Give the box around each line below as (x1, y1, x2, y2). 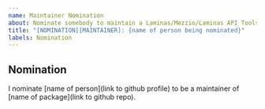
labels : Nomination (8, 33, 73, 42)
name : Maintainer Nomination (8, 11, 104, 20)
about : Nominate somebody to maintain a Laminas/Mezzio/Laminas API (8, 19, 238, 27)
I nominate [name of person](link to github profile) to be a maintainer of (8, 84, 240, 93)
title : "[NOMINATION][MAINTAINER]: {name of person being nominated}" (8, 26, 245, 34)
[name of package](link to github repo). (8, 92, 136, 102)
